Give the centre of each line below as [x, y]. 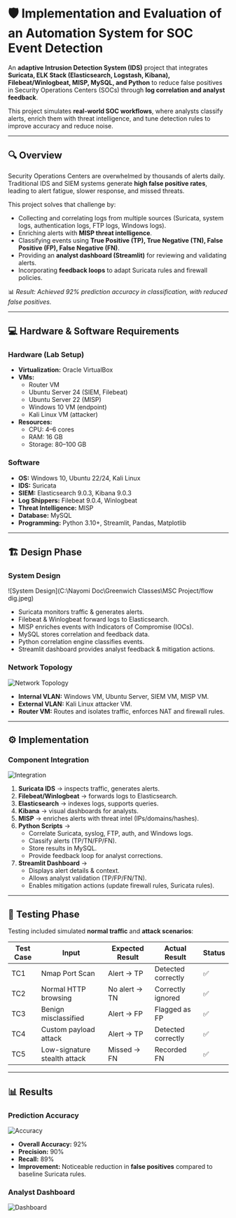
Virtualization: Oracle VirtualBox [65, 370]
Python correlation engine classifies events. [81, 642]
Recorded [171, 1050]
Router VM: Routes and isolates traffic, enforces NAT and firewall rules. [121, 711]
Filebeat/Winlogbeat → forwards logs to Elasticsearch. [98, 796]
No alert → [125, 989]
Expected [128, 949]
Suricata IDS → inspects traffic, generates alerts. [89, 789]
